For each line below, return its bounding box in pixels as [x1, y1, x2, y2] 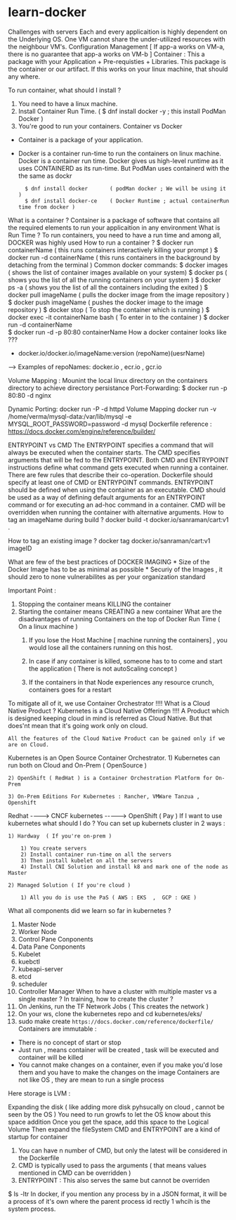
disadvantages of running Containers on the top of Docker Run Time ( [18, 614, 221, 623]
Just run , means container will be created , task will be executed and [18, 1045, 219, 1054]
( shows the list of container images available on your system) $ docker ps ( [8, 268, 228, 276]
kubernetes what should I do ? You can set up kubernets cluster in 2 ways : [8, 819, 225, 827]
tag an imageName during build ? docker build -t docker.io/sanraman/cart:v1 [8, 515, 229, 524]
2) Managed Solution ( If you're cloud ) [8, 881, 131, 889]
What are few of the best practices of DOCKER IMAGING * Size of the [8, 557, 210, 566]
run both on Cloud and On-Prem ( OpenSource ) [8, 760, 147, 770]
